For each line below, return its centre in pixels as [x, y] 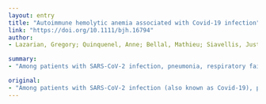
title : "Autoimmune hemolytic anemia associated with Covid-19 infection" [134, 23]
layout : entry [32, 15]
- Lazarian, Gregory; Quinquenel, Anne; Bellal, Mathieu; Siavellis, [125, 45]
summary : [23, 59]
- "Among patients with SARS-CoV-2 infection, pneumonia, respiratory [127, 67]
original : [25, 80]
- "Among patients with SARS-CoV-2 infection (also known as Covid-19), [131, 87]
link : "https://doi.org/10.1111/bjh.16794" [81, 30]
